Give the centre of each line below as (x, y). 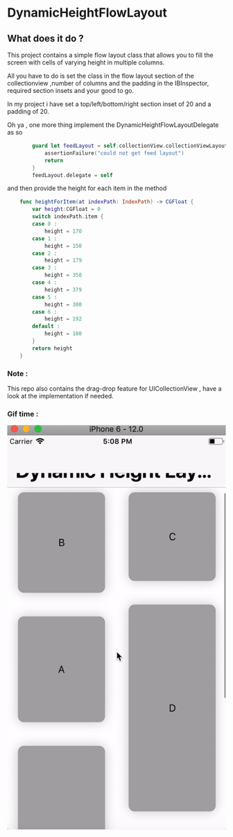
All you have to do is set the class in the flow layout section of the (101, 76)
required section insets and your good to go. (71, 91)
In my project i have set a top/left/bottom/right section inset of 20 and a (109, 104)
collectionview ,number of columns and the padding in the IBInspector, (108, 83)
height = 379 (63, 289)
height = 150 (63, 246)
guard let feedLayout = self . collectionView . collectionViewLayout (130, 146)
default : (46, 327)
